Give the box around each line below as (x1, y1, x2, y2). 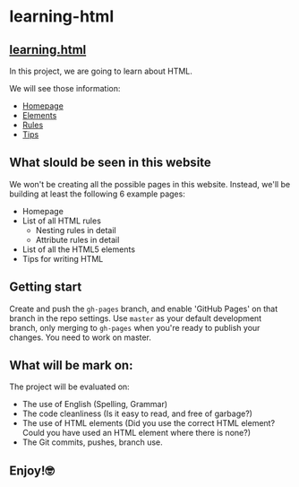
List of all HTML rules (21, 215, 101, 226)
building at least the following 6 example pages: (9, 188, 185, 199)
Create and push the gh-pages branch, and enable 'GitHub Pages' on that (9, 303, 278, 314)
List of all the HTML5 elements (21, 244, 136, 255)
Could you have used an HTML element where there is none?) (21, 428, 251, 439)
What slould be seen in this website (9, 155, 212, 170)
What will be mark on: (9, 358, 133, 373)
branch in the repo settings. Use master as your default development (9, 312, 262, 324)
